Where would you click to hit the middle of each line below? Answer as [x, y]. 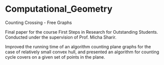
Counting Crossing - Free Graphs [38, 22]
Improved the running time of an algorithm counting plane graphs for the [78, 46]
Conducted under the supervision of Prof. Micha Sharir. [61, 37]
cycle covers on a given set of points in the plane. [55, 57]
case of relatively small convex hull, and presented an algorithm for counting [82, 52]
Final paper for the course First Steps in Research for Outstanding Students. [82, 32]
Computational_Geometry [59, 9]
